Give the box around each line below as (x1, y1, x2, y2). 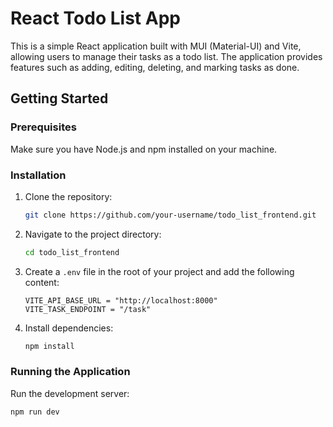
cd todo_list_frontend (24, 247, 120, 257)
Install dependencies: (24, 322, 114, 334)
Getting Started (10, 90, 109, 107)
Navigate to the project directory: (24, 228, 162, 240)
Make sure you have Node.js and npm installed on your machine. (10, 143, 278, 155)
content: (24, 276, 60, 288)
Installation (10, 168, 67, 182)
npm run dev (10, 407, 60, 417)
